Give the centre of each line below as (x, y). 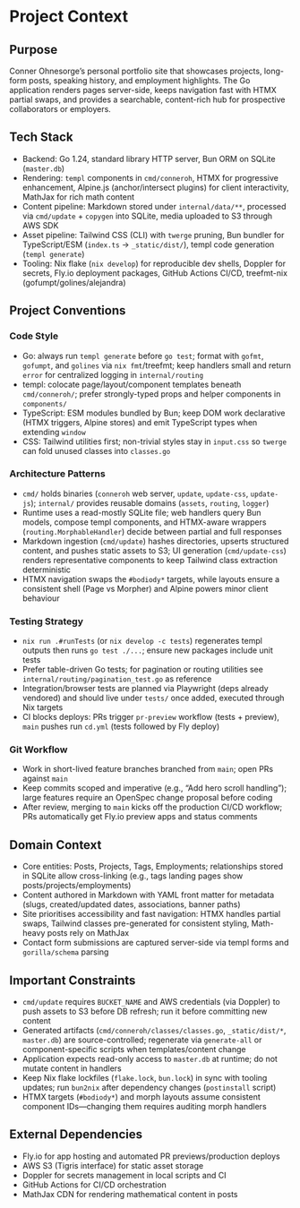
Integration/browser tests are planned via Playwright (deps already (145, 689)
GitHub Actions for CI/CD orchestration (94, 1185)
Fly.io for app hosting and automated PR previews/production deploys (151, 1156)
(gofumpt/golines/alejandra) (74, 282)
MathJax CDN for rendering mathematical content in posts (130, 1194)
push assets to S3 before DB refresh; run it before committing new (145, 1011)
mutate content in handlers (72, 1068)
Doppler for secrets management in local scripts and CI (124, 1175)
